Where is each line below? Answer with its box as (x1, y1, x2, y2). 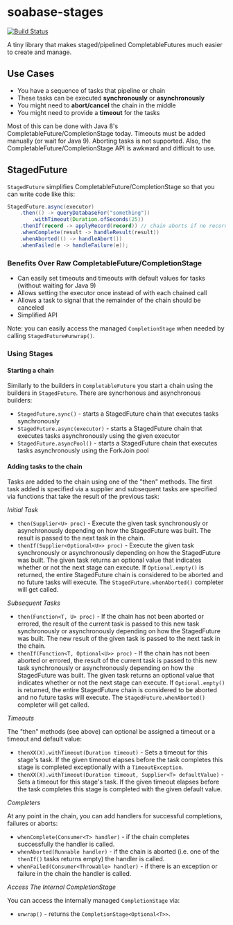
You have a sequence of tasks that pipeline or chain (17, 86, 166, 94)
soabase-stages (7, 4, 104, 20)
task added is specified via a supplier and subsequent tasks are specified (7, 485, 217, 493)
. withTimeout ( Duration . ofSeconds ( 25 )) (32, 216, 144, 223)
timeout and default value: (7, 735, 82, 743)
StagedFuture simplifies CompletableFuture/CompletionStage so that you (7, 182, 215, 191)
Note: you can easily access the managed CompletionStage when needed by (7, 324, 225, 333)
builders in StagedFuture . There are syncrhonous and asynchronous (7, 389, 201, 397)
